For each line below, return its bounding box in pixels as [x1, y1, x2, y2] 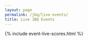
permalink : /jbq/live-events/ [5, 12, 69, 17]
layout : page [5, 7, 32, 13]
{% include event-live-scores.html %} [5, 31, 83, 37]
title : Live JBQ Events [5, 17, 55, 22]
